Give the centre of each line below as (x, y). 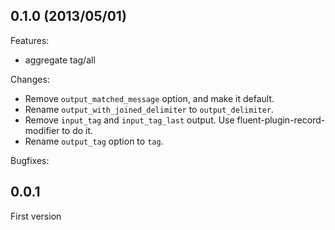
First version (36, 216)
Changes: (30, 79)
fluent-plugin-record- (281, 120)
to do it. (77, 130)
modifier (42, 130)
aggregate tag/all (60, 60)
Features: (30, 40)
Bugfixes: (30, 160)
